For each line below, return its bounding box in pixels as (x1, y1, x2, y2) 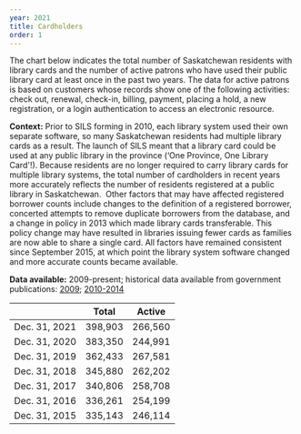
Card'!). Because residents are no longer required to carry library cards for (9, 160, 289, 171)
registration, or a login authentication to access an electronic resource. (9, 104, 275, 115)
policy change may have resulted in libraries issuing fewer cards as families (9, 227, 293, 238)
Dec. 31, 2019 (14, 350, 77, 363)
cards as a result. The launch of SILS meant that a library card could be (9, 140, 276, 151)
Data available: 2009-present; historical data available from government (9, 274, 282, 285)
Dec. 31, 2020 (14, 336, 77, 348)
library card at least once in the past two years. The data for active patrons (9, 75, 290, 86)
